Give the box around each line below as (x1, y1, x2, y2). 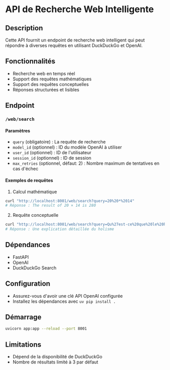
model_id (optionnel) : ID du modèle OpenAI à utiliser (12, 144, 122, 150)
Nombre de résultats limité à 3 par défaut (12, 359, 99, 365)
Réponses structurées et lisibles (12, 86, 79, 92)
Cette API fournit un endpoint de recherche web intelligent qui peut (5, 37, 145, 43)
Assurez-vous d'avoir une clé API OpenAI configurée (12, 293, 123, 299)
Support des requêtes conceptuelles (12, 81, 89, 87)
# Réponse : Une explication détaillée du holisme (5, 226, 114, 232)
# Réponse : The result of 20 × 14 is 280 (5, 203, 96, 208)
